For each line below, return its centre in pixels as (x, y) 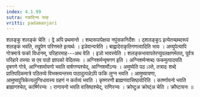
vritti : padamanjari (32, 23)
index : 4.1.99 (24, 12)
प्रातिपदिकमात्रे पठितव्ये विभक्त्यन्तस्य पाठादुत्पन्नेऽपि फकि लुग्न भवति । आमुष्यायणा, (81, 74)
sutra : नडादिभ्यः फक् (27, 17)
